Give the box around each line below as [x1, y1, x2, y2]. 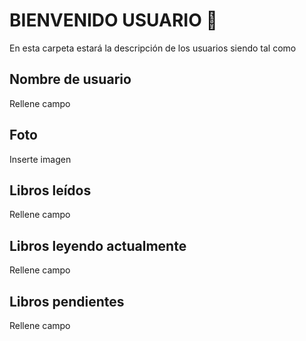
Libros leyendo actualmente [9, 237, 187, 254]
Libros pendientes [9, 293, 125, 310]
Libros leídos [9, 182, 92, 199]
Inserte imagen [9, 153, 72, 165]
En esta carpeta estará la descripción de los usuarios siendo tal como [9, 42, 297, 54]
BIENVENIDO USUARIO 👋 [9, 9, 218, 32]
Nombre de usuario [9, 71, 132, 88]
